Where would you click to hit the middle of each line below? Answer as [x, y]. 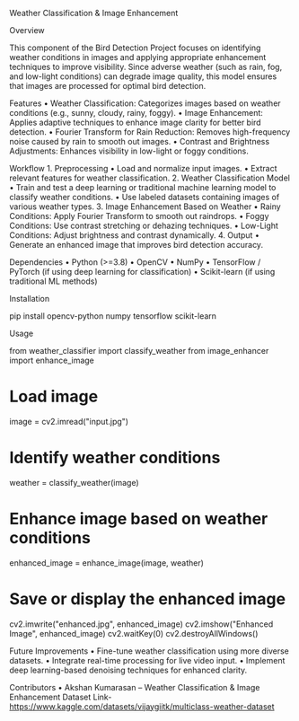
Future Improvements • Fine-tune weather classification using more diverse [149, 651]
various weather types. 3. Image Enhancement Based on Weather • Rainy [145, 207]
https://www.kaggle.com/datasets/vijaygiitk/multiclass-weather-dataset [142, 706]
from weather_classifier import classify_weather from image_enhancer [139, 351]
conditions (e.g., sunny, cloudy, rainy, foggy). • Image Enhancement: [136, 113]
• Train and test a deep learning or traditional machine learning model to [143, 187]
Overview [27, 30]
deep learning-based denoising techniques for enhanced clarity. [128, 670]
